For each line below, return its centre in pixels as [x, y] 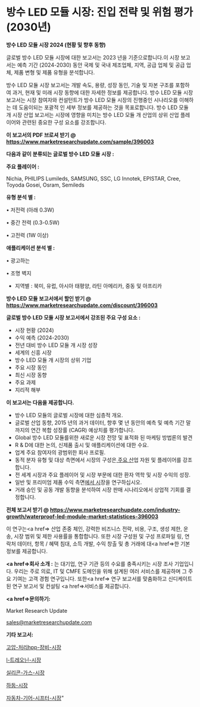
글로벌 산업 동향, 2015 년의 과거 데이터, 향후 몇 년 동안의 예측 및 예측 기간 [99, 422]
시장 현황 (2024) [35, 330]
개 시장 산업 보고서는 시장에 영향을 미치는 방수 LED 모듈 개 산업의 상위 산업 [93, 114]
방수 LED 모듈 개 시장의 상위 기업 [53, 360]
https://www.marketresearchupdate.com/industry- [115, 510]
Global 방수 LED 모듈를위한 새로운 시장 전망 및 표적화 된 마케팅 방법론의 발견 [104, 437]
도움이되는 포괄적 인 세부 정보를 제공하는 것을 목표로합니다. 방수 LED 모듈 [104, 107]
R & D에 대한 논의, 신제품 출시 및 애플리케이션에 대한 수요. [82, 445]
